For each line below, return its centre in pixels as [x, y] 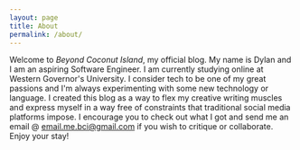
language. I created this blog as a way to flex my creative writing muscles [146, 98]
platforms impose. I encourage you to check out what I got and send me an [149, 117]
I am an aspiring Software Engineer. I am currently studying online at [136, 69]
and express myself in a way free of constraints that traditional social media [150, 108]
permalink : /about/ [46, 34]
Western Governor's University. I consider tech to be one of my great [138, 79]
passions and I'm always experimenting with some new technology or [139, 88]
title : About [34, 26]
